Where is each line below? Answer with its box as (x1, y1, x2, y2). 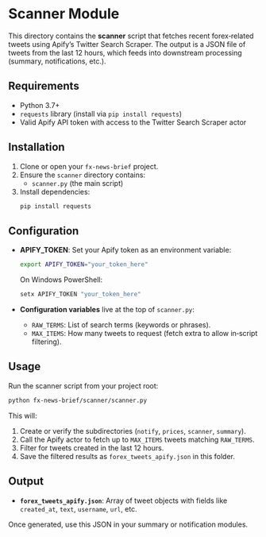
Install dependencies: (19, 187, 91, 196)
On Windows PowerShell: (19, 275, 103, 284)
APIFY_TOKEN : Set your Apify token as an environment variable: (19, 245, 232, 255)
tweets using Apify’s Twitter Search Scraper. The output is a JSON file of (8, 39, 246, 48)
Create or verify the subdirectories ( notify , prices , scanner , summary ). (19, 426, 246, 435)
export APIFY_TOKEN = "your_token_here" (19, 261, 148, 268)
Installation (8, 141, 65, 154)
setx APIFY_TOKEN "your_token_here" (19, 291, 141, 299)
